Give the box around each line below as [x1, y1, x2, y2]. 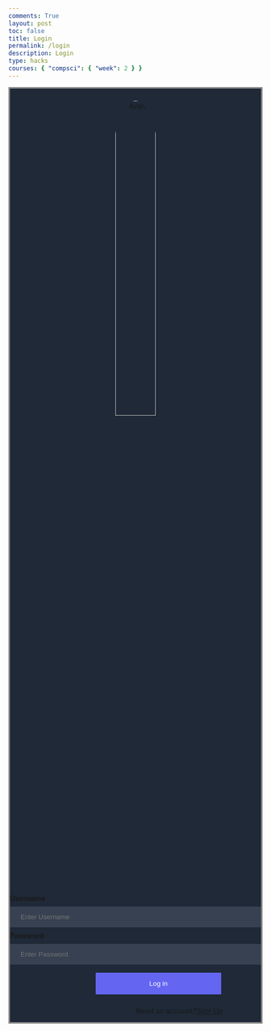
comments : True [8, 11, 60, 20]
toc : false [8, 27, 45, 35]
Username [10, 893, 46, 903]
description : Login [8, 49, 74, 57]
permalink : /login [8, 42, 70, 50]
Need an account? [135, 1006, 197, 1016]
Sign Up [196, 1006, 223, 1016]
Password [10, 930, 44, 941]
